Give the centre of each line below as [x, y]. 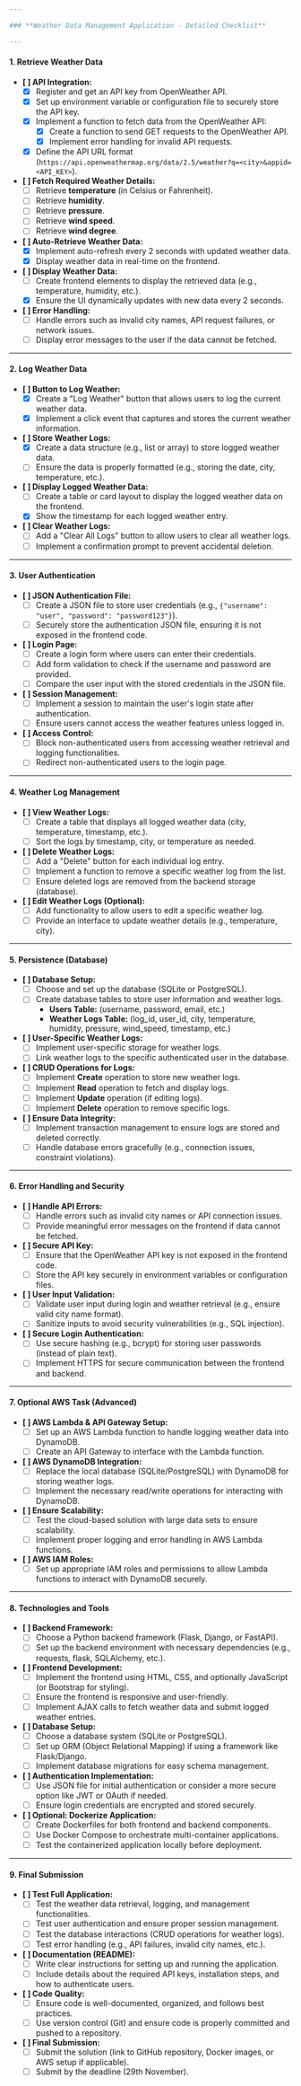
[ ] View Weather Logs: [66, 812]
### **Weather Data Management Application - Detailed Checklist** [138, 25]
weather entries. [66, 1717]
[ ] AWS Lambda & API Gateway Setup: [95, 1422]
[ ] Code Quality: [53, 1994]
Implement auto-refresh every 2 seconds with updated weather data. [163, 251]
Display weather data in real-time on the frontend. [128, 260]
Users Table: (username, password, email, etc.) [137, 1009]
